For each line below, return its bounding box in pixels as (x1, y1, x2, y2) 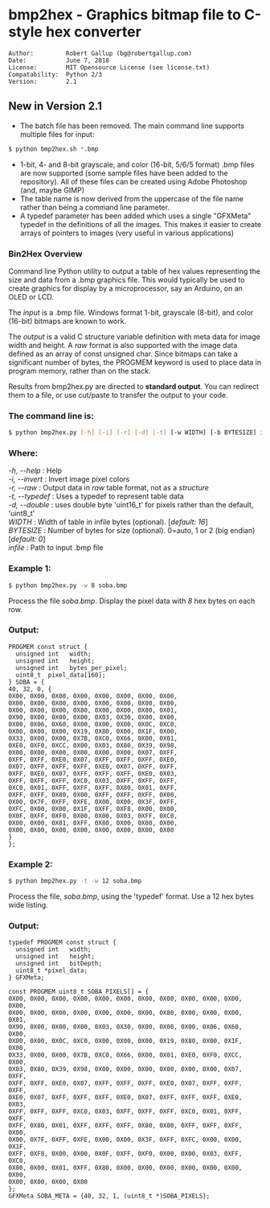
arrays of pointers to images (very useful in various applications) (19, 228, 235, 238)
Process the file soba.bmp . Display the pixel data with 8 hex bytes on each (8, 596, 256, 606)
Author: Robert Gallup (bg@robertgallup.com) (8, 49, 193, 57)
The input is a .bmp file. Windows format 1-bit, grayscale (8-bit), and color (8, 308, 254, 317)
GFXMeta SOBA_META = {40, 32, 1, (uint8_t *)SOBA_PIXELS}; (8, 1192, 211, 1201)
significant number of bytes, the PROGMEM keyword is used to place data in (8, 357, 262, 367)
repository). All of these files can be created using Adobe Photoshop (19, 176, 247, 186)
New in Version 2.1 (8, 99, 103, 114)
